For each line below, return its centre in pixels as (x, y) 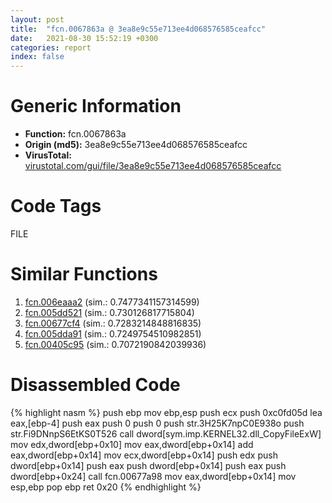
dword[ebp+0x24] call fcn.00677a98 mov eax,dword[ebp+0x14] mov (153, 476)
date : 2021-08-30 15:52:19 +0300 (84, 38)
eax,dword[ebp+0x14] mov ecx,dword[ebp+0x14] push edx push (144, 455)
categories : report (51, 47)
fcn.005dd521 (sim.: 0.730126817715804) (109, 312)
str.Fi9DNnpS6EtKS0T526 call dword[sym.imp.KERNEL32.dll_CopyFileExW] (166, 433)
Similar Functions (84, 274)
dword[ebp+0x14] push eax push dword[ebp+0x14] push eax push (148, 465)
